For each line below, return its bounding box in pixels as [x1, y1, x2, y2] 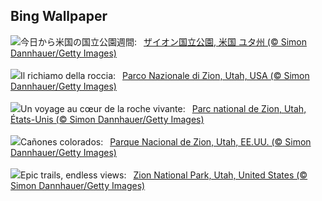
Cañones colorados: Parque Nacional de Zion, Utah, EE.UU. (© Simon [20, 135, 312, 148]
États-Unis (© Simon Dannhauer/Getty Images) [10, 113, 205, 125]
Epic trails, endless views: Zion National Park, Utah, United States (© [20, 169, 308, 181]
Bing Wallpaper [10, 8, 108, 25]
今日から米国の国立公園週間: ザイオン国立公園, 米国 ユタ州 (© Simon [20, 35, 307, 48]
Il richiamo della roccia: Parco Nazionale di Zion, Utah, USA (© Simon [20, 69, 310, 81]
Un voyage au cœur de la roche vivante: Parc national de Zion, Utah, [20, 102, 307, 114]
